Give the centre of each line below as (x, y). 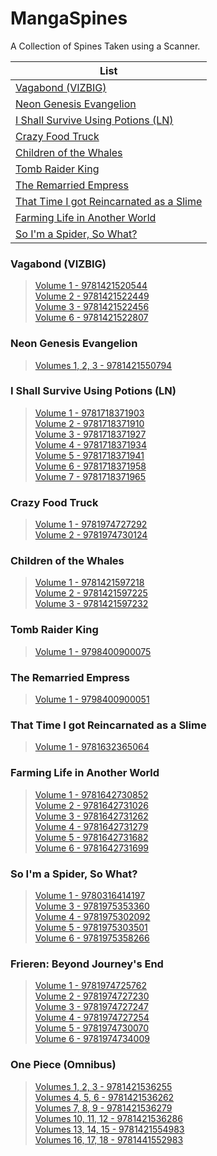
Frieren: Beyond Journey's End (87, 964)
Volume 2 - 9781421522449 (92, 296)
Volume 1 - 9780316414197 (90, 895)
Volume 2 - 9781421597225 (91, 593)
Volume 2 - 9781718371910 (89, 423)
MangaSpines (69, 18)
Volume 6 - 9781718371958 (90, 466)
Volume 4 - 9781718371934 (90, 444)
